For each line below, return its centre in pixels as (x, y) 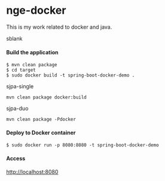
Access (16, 158)
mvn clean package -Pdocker (41, 119)
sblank (14, 38)
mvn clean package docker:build (46, 97)
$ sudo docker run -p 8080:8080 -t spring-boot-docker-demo (83, 145)
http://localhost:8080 (32, 171)
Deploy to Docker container (41, 133)
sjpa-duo (17, 109)
